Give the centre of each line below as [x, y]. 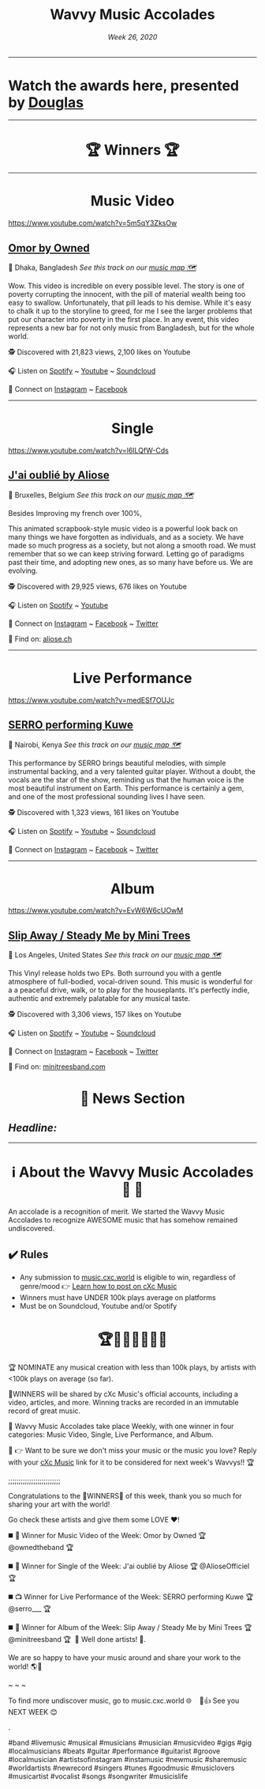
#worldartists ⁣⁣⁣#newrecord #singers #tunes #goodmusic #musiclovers [121, 1768]
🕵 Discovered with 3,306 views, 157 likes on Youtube [95, 1014]
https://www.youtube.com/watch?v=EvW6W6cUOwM [96, 911]
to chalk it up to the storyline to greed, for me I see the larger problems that [130, 311]
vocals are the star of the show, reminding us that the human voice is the [126, 779]
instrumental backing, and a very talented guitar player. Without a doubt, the [132, 771]
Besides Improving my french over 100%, [75, 513]
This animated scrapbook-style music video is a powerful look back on [123, 529]
